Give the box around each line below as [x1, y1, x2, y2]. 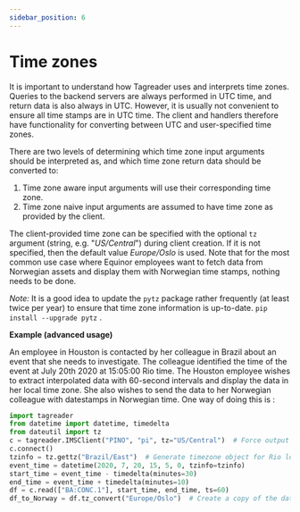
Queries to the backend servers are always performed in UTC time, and [9, 90, 272, 101]
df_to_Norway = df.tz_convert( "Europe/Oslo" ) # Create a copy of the [9, 494, 278, 503]
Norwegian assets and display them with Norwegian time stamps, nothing [9, 265, 280, 277]
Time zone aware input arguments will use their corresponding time [21, 182, 271, 193]
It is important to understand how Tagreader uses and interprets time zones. [9, 81, 290, 92]
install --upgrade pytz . [9, 312, 103, 323]
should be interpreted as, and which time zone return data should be [9, 155, 262, 166]
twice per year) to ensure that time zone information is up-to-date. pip [9, 302, 268, 313]
